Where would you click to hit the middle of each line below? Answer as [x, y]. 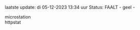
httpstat [13, 22]
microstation [18, 17]
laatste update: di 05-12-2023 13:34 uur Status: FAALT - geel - [70, 7]
